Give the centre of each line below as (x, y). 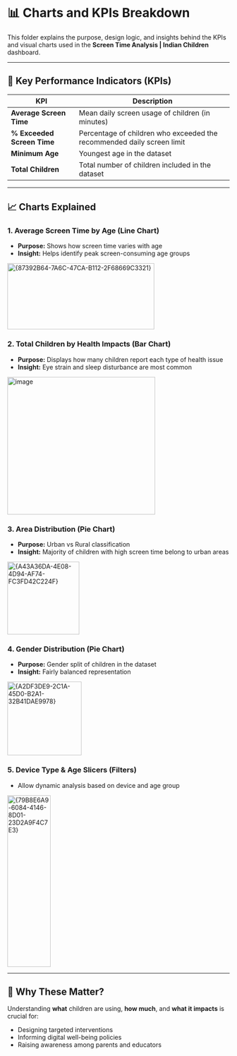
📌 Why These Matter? (56, 992)
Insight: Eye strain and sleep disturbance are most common (105, 367)
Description (152, 101)
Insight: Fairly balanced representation (74, 672)
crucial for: (23, 1016)
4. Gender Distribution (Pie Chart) (66, 649)
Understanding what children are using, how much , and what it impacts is (116, 1009)
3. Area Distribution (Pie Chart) (61, 529)
